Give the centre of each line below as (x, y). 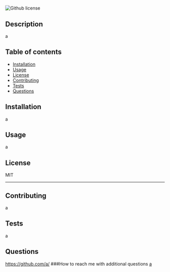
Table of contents (33, 52)
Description (24, 24)
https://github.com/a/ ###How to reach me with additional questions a (78, 264)
